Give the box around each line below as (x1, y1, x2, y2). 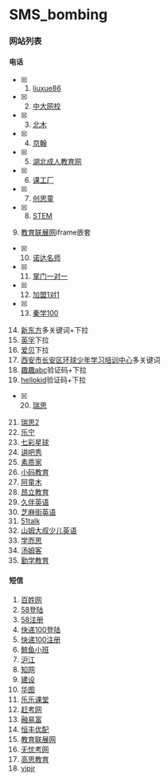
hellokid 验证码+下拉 (20, 375, 87, 385)
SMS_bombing (9, 6, 108, 24)
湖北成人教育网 (32, 157, 82, 167)
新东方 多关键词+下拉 (20, 325, 89, 335)
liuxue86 (32, 84, 62, 93)
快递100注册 (20, 634, 61, 644)
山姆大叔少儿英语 (20, 526, 77, 535)
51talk (20, 516, 41, 526)
